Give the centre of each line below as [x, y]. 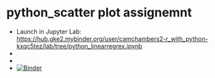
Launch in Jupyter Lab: [49, 31]
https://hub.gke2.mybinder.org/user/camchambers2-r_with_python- [112, 38]
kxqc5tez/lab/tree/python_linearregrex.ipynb [79, 46]
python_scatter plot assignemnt [99, 13]
